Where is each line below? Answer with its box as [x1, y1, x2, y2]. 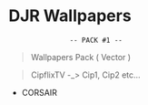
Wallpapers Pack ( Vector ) [30, 51, 132, 62]
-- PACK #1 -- [69, 36, 123, 45]
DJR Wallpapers [8, 5, 133, 26]
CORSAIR [21, 87, 58, 98]
